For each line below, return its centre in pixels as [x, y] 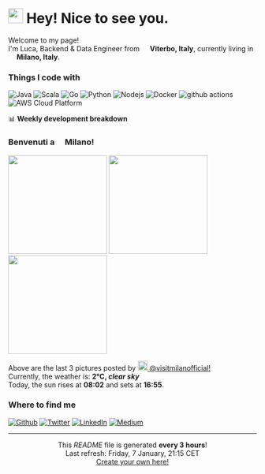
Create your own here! [132, 461]
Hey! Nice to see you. [98, 19]
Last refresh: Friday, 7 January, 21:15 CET [132, 453]
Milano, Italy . [38, 57]
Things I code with [44, 77]
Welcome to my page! [44, 40]
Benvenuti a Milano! [51, 142]
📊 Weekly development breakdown [68, 119]
